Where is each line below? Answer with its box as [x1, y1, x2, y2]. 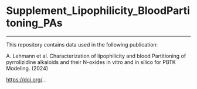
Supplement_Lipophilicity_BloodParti [6, 4, 191, 17]
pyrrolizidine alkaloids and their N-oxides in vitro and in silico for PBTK [6, 58, 176, 65]
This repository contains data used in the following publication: [6, 41, 158, 48]
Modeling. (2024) [6, 65, 49, 72]
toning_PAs [6, 16, 63, 30]
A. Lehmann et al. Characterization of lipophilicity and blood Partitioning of [6, 52, 186, 59]
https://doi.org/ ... [6, 76, 47, 83]
